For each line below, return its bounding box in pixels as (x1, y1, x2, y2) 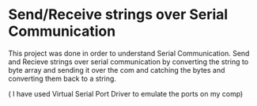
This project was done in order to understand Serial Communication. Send (8, 48, 250, 58)
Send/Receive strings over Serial (8, 6, 229, 24)
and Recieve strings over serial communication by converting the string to (8, 57, 249, 66)
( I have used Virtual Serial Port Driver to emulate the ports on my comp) (8, 89, 244, 98)
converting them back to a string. (8, 74, 117, 83)
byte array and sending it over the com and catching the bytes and (8, 65, 225, 74)
